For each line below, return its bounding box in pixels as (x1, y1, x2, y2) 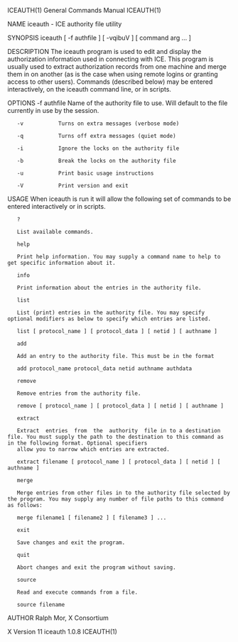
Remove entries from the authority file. (16, 390, 141, 397)
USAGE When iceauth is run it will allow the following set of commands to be (7, 195, 232, 203)
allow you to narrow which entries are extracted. (16, 446, 171, 453)
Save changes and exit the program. (16, 539, 126, 546)
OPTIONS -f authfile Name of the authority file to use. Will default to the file (7, 99, 228, 107)
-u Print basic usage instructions (16, 170, 154, 177)
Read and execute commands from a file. (16, 589, 139, 596)
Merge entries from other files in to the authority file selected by (16, 489, 231, 496)
